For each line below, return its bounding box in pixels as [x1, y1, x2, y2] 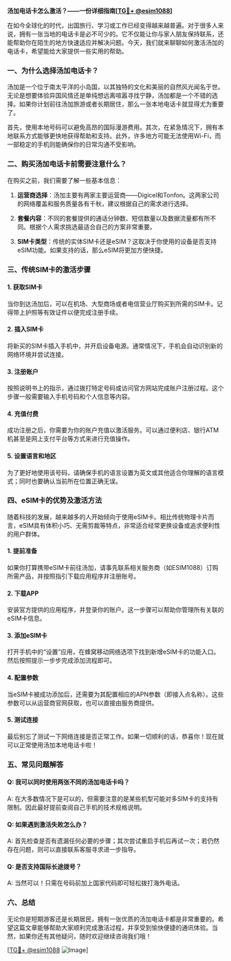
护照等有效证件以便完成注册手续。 [25, 308, 122, 316]
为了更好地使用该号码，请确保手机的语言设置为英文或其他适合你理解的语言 [7, 468, 218, 476]
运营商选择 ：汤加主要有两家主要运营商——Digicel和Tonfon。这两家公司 [16, 190, 219, 199]
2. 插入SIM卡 [7, 325, 44, 333]
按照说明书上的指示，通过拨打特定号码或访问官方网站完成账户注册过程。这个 [7, 384, 224, 393]
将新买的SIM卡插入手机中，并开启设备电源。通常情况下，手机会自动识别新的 [7, 342, 223, 350]
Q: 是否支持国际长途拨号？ [7, 862, 82, 870]
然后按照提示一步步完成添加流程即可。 [7, 656, 115, 665]
